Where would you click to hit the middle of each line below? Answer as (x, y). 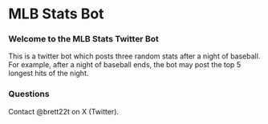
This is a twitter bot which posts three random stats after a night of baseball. (134, 56)
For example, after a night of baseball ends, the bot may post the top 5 (125, 65)
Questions (29, 94)
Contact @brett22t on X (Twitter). (63, 111)
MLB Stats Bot (56, 14)
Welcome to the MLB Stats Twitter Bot (83, 39)
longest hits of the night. (49, 74)
